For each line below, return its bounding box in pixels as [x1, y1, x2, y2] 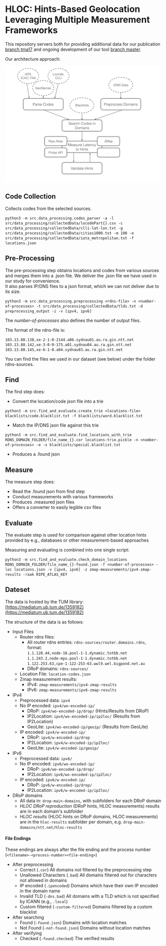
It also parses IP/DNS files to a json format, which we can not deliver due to [5, 283, 160, 289]
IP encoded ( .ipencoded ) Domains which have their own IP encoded [19, 883, 158, 889]
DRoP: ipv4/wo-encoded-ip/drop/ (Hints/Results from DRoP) [27, 708, 149, 714]
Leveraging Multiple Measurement [5, 14, 150, 25]
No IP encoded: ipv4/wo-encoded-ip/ [19, 702, 95, 708]
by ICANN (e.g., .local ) [19, 899, 68, 905]
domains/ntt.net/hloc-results [19, 825, 83, 830]
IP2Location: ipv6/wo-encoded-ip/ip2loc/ [27, 771, 112, 777]
